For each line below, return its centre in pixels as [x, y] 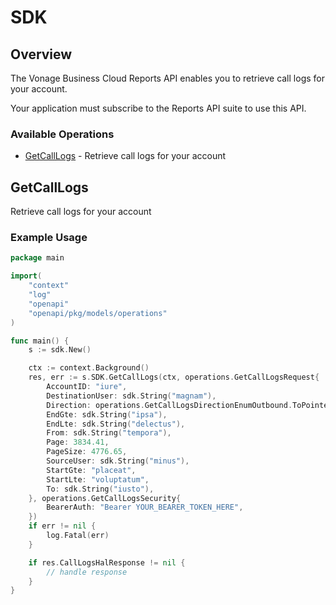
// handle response [87, 572]
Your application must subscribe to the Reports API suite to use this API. [158, 108]
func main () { [40, 341]
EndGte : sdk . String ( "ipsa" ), [107, 414]
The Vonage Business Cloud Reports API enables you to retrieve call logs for [167, 78]
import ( [26, 276]
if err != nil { [62, 526]
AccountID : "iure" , [87, 387]
